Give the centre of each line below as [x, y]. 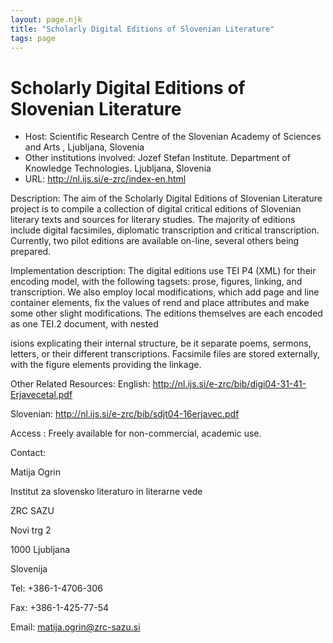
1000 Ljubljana [40, 550]
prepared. [31, 252]
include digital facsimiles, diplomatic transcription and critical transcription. [165, 230]
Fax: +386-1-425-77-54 [59, 608]
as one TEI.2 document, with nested [84, 324]
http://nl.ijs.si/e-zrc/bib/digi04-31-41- [229, 384]
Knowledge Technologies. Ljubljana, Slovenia [118, 168]
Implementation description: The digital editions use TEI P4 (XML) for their [163, 271]
